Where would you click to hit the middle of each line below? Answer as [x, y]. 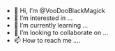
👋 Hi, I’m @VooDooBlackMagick [60, 11]
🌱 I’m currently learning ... [51, 25]
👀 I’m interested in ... [43, 18]
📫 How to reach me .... [47, 40]
